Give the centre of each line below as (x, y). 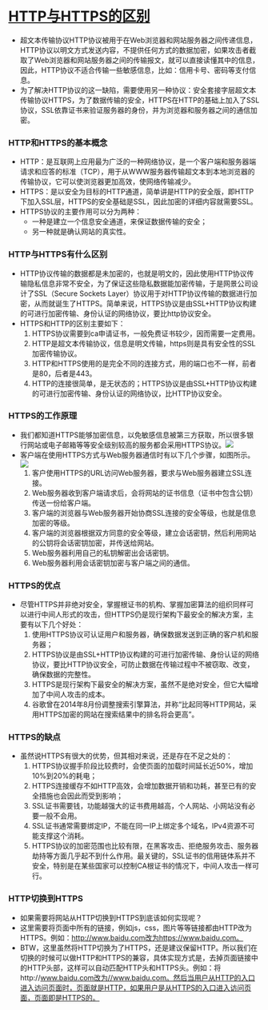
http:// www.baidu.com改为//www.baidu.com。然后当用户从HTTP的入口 (138, 977)
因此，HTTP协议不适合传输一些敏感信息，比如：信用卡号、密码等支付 (134, 70)
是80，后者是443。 (64, 373)
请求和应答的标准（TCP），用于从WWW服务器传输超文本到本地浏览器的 (137, 172)
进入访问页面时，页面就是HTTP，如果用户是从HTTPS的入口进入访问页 (136, 988)
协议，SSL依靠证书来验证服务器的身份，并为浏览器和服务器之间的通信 (135, 110)
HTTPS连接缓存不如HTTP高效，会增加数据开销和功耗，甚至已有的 (140, 786)
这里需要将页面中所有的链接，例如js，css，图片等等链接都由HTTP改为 (136, 928)
